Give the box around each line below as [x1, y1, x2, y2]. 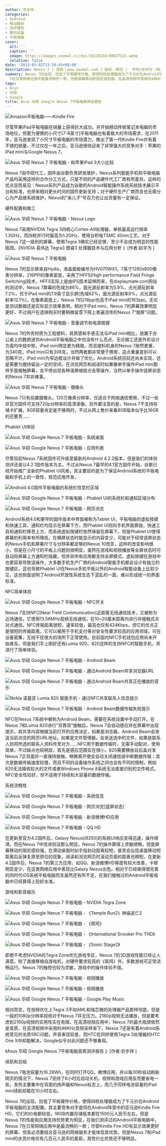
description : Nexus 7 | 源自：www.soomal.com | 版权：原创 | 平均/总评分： [5, 67, 157, 72]
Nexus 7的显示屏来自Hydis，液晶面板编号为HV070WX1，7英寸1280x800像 [5, 266, 157, 272]
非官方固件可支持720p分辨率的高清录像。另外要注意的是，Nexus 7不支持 [5, 401, 154, 407]
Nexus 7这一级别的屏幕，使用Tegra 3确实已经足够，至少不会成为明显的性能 [5, 239, 159, 245]
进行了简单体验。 [5, 647, 40, 653]
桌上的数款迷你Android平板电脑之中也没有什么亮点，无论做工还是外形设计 [9, 336, 160, 342]
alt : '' [9, 44, 26, 49]
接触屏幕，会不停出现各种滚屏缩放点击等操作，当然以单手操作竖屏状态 [18, 368, 161, 374]
